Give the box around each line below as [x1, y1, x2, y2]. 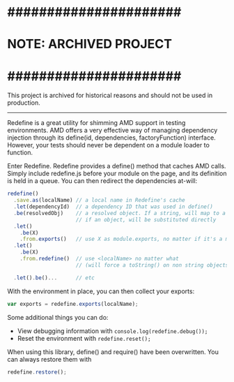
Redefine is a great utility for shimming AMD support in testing [7, 119, 186, 127]
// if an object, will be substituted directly [75, 216, 217, 223]
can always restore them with [7, 355, 92, 363]
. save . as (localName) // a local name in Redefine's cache [13, 197, 186, 204]
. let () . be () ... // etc [13, 274, 95, 281]
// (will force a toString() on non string [75, 261, 204, 269]
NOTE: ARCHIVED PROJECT [7, 36, 173, 52]
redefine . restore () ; [7, 368, 68, 376]
